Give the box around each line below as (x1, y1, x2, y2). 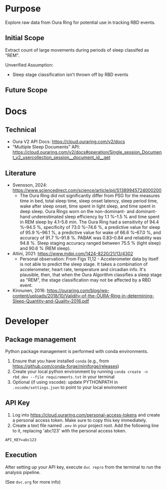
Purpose (5, 3, 41, 14)
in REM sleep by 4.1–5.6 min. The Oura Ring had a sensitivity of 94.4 (19, 219, 159, 225)
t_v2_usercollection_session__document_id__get (12, 154, 111, 160)
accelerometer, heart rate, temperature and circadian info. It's (19, 266, 146, 272)
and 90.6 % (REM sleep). (19, 245, 71, 251)
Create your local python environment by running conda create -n (12, 368, 148, 374)
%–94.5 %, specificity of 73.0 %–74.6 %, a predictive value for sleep (19, 224, 161, 230)
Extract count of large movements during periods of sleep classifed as (5, 47, 149, 53)
